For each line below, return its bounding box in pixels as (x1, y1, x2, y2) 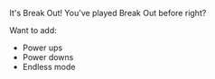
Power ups (22, 42, 63, 53)
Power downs (22, 52, 74, 62)
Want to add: (9, 25, 57, 35)
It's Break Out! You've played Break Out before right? (9, 8, 207, 18)
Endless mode (22, 62, 76, 72)
